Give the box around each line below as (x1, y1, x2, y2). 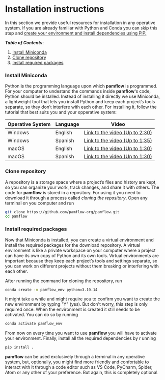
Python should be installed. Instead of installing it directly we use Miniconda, (5, 93, 160, 99)
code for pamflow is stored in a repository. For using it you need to (5, 189, 141, 195)
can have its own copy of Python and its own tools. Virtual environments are (5, 252, 159, 259)
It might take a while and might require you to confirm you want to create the (5, 296, 160, 302)
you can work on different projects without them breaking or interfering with (5, 263, 159, 269)
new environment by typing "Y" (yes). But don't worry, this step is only (5, 301, 148, 307)
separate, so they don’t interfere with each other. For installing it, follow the (5, 104, 157, 110)
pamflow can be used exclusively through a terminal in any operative (5, 354, 145, 360)
